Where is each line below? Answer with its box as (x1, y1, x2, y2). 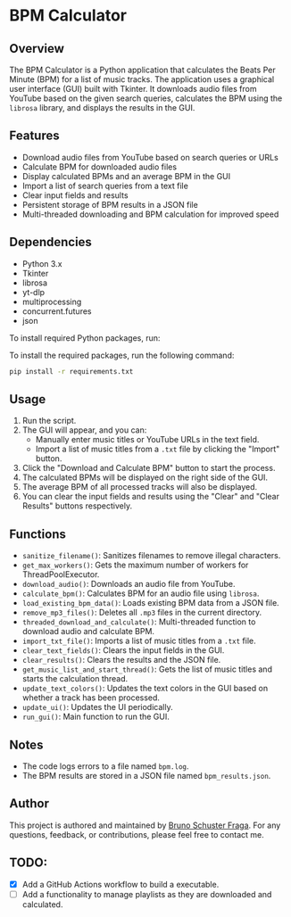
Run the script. (21, 416, 77, 426)
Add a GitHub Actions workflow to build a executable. (21, 879, 220, 889)
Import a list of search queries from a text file (21, 180, 189, 191)
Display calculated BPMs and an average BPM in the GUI (21, 170, 231, 181)
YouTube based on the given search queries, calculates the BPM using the (9, 93, 283, 103)
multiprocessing (21, 296, 82, 307)
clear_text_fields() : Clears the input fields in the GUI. (21, 645, 225, 656)
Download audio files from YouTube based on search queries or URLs (21, 152, 279, 162)
